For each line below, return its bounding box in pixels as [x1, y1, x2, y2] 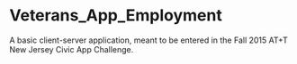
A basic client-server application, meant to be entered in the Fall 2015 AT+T [9, 35, 288, 45]
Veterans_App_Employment [9, 5, 222, 26]
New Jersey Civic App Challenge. [9, 44, 134, 54]
